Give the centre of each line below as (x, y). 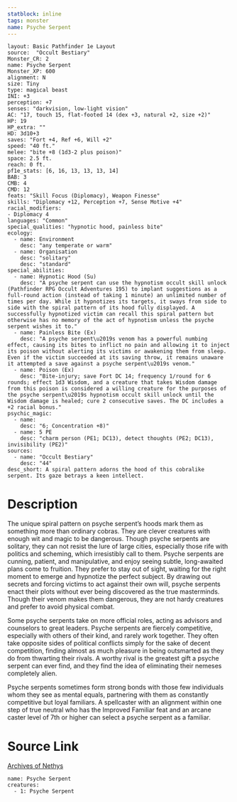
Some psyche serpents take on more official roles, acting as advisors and (115, 621)
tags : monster (28, 21)
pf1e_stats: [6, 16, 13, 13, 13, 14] (63, 171)
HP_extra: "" (27, 128)
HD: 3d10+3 (23, 134)
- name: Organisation (46, 252)
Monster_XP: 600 (31, 72)
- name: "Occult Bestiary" (54, 457)
